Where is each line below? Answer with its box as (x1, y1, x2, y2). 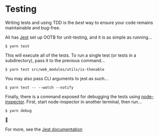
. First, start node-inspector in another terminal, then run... (24, 99, 142, 105)
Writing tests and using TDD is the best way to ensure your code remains (5, 20, 154, 25)
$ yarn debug (5, 108, 32, 113)
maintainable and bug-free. (5, 24, 61, 30)
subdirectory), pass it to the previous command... (5, 57, 105, 63)
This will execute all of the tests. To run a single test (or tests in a (5, 52, 136, 58)
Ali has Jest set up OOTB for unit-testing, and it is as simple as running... (5, 34, 152, 40)
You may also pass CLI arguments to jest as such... (5, 75, 108, 81)
